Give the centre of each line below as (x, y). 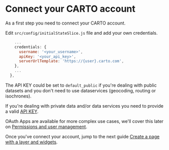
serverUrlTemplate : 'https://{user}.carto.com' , (71, 61)
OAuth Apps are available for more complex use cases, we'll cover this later (84, 121)
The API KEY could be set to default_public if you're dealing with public (81, 85)
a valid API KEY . (22, 111)
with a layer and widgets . (32, 142)
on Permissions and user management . (46, 127)
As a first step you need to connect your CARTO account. (65, 23)
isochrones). (18, 96)
